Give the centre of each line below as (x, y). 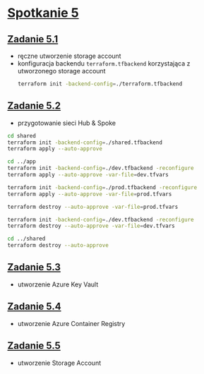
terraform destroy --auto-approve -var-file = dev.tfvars (91, 226)
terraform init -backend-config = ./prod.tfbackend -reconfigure (102, 187)
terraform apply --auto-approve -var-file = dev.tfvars (88, 175)
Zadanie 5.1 (33, 39)
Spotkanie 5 (43, 13)
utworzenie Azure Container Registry (71, 323)
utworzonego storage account (61, 71)
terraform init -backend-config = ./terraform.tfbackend (100, 84)
